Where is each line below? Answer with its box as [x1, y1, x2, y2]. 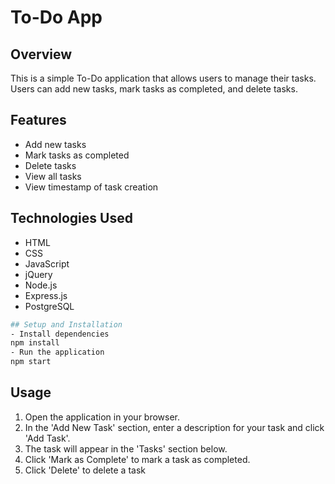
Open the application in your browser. [24, 411, 181, 423]
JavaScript [24, 257, 70, 270]
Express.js [24, 289, 68, 301]
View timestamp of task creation [24, 181, 159, 193]
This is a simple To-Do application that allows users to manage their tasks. [10, 72, 317, 84]
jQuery [24, 268, 53, 280]
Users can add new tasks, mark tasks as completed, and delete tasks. [10, 83, 298, 95]
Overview [10, 46, 73, 63]
